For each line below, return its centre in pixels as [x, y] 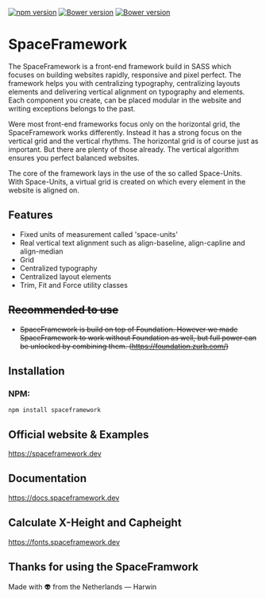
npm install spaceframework [55, 410]
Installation [37, 371]
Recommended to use [64, 310]
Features [31, 215]
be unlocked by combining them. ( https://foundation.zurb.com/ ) [124, 346]
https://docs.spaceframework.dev [64, 498]
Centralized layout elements [66, 276]
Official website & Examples [79, 435]
